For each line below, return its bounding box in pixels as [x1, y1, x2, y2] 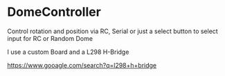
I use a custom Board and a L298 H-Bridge [7, 48, 129, 56]
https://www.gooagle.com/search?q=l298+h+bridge [7, 61, 157, 69]
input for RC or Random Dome [7, 34, 93, 42]
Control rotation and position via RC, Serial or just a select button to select [7, 27, 218, 35]
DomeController [7, 4, 102, 20]
